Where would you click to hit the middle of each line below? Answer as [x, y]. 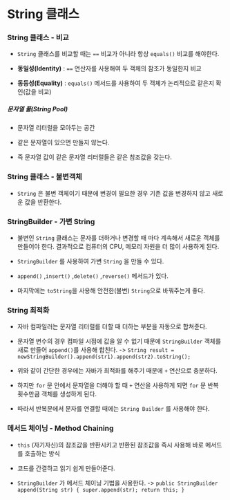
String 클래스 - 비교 [38, 37]
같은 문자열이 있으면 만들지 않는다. [63, 142]
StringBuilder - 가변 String [51, 221]
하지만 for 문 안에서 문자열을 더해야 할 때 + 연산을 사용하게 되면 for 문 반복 [118, 385]
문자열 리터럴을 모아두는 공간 [56, 128]
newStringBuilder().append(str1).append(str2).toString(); [104, 357]
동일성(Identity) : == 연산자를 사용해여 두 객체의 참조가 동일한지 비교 [109, 68]
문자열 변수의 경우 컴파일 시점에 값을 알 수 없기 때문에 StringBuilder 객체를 [119, 341]
